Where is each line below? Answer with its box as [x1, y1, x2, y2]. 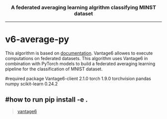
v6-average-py [5, 34, 70, 45]
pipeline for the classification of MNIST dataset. [5, 66, 103, 72]
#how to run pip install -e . [5, 95, 88, 104]
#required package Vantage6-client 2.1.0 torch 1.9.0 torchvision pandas [5, 76, 152, 82]
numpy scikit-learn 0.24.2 [5, 81, 58, 87]
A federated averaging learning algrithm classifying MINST [10, 4, 157, 11]
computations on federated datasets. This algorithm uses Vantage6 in [5, 56, 148, 61]
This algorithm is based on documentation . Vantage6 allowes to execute [5, 50, 153, 56]
